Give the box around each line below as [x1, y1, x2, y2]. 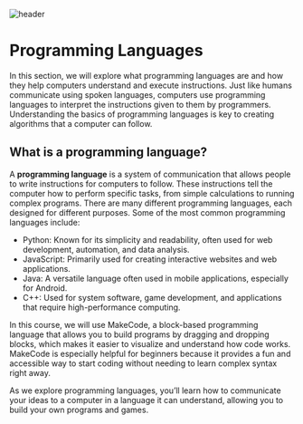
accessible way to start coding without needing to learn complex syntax [9, 358, 278, 369]
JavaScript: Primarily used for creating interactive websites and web [22, 254, 278, 265]
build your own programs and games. [9, 404, 149, 415]
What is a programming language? [9, 145, 208, 160]
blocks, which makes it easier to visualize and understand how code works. [9, 338, 291, 349]
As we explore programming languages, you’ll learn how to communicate [9, 385, 282, 396]
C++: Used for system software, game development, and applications [22, 292, 282, 303]
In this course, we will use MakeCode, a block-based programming [9, 319, 259, 330]
